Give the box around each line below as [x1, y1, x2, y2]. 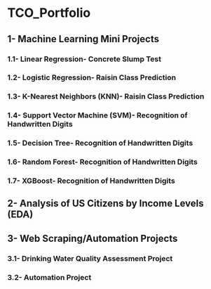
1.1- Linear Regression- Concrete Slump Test [7, 54, 161, 64]
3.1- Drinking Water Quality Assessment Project [7, 253, 173, 263]
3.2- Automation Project [7, 272, 92, 282]
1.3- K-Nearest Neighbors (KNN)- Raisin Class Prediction [7, 91, 205, 101]
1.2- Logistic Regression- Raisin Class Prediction [7, 72, 177, 82]
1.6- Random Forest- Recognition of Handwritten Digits [7, 157, 198, 167]
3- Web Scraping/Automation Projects [7, 232, 178, 244]
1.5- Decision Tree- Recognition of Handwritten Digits [7, 139, 193, 148]
